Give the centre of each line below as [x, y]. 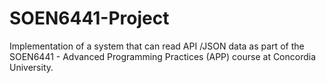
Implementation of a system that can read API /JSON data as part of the [157, 46]
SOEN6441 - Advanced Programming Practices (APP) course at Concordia [163, 56]
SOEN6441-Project [89, 18]
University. [31, 67]
